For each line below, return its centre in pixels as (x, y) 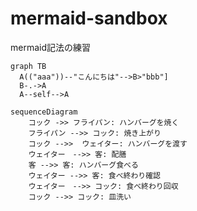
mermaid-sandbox (89, 18)
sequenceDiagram (44, 112)
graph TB (28, 66)
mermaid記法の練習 (51, 47)
